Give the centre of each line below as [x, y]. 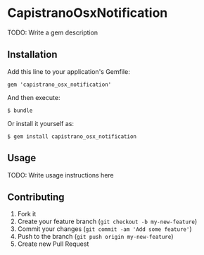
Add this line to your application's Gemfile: [69, 71]
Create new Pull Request [53, 244]
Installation [32, 55]
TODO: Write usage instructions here [60, 175]
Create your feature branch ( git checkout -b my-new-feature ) [107, 222]
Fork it [27, 214]
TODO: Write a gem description [53, 32]
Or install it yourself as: [40, 123]
